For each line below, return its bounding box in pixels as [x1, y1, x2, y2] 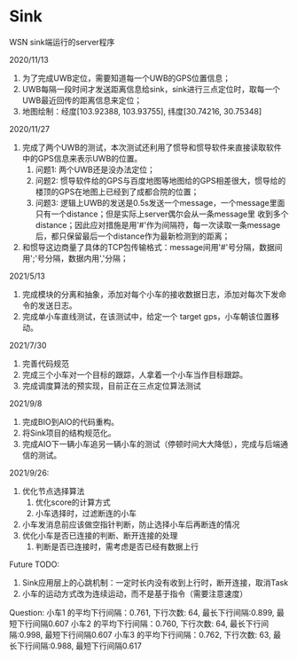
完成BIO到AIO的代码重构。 [21, 416, 120, 427]
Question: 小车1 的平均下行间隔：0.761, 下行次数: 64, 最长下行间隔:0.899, [9, 607, 275, 617]
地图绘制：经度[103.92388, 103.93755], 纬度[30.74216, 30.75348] [21, 106, 262, 116]
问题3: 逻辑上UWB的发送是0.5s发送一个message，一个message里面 [35, 197, 285, 208]
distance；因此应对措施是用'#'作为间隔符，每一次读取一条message [35, 219, 281, 230]
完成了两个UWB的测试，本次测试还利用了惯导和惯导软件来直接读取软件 [21, 142, 282, 153]
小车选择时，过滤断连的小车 [35, 507, 137, 518]
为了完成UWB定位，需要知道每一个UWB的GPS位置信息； [21, 73, 231, 83]
